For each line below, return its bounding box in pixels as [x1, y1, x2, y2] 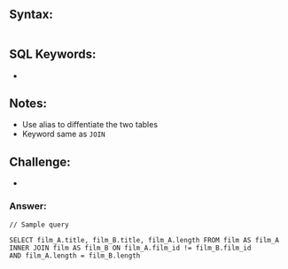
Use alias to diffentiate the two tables [21, 119, 158, 130]
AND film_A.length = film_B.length [9, 251, 141, 260]
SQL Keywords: [9, 47, 97, 62]
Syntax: [9, 7, 53, 22]
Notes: [9, 96, 47, 111]
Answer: [9, 200, 47, 212]
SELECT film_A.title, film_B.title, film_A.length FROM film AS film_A [9, 235, 279, 244]
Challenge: [9, 154, 71, 169]
